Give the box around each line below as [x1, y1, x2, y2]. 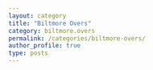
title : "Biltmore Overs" [8, 19, 92, 27]
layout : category [8, 11, 67, 20]
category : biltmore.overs [8, 27, 95, 35]
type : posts [8, 49, 48, 57]
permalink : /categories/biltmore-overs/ [8, 34, 147, 43]
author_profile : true [8, 42, 81, 50]
